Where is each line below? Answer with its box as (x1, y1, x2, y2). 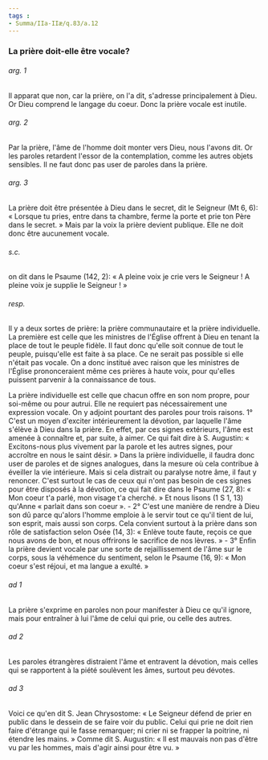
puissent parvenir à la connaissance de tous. (8, 375, 156, 384)
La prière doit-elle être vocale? (8, 46, 130, 57)
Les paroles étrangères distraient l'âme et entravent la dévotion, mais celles (8, 656, 258, 666)
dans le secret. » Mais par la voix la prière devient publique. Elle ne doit (8, 220, 244, 230)
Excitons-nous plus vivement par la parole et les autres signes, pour (8, 442, 233, 451)
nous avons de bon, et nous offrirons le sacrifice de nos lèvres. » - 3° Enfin (8, 536, 257, 545)
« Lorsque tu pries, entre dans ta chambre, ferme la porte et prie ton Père (8, 212, 251, 221)
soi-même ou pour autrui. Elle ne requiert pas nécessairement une (8, 399, 228, 409)
